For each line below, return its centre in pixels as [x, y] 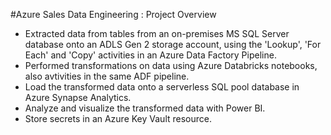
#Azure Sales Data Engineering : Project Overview [113, 14]
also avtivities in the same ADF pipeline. [107, 76]
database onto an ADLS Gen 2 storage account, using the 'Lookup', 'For [173, 44]
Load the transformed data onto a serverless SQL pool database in [162, 87]
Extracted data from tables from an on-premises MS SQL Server [157, 33]
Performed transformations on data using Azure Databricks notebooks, [171, 65]
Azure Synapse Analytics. [78, 97]
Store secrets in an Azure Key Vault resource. [118, 118]
